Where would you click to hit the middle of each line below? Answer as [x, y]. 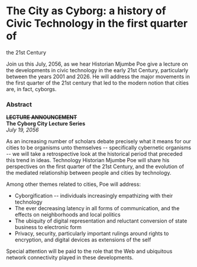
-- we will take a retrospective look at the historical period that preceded [94, 154]
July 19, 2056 [22, 130]
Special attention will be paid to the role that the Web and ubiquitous [89, 251]
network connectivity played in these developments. [70, 258]
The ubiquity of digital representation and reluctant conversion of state [101, 221]
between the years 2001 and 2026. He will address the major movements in [98, 76]
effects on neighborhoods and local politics [67, 215]
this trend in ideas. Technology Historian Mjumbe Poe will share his [88, 160]
